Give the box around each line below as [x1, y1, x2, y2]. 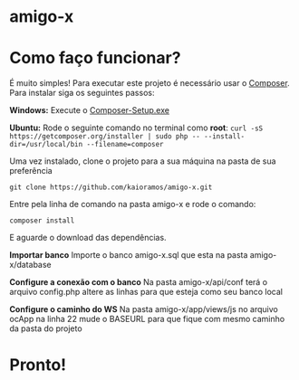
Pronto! [9, 355, 67, 375]
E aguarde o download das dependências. [9, 233, 167, 243]
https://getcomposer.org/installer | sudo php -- [9, 132, 201, 141]
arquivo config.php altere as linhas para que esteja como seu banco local [9, 287, 284, 298]
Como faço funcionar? [9, 48, 181, 69]
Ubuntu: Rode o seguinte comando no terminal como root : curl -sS [9, 122, 264, 133]
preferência [9, 166, 53, 176]
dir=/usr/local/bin [9, 140, 83, 149]
